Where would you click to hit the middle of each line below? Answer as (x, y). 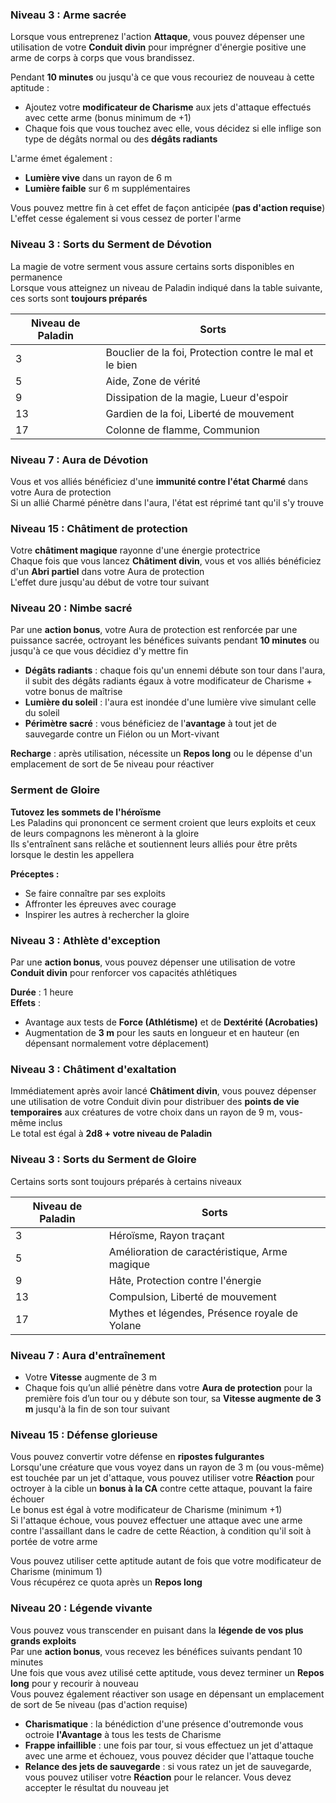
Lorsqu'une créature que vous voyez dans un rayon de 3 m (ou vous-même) (167, 1467)
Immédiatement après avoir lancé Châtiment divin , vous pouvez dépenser (163, 1091)
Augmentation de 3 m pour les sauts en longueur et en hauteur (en (162, 1033)
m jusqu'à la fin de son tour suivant (97, 1409)
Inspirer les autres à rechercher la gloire (107, 914)
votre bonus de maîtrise (73, 692)
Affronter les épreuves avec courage (100, 904)
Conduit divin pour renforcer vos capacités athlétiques (124, 973)
